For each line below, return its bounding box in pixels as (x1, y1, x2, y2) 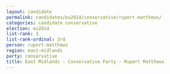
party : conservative (6, 53, 58, 59)
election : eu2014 (6, 25, 50, 32)
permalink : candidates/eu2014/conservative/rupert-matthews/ (6, 14, 162, 20)
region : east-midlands (6, 48, 63, 54)
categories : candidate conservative (6, 20, 98, 26)
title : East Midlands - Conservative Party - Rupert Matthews (6, 58, 165, 64)
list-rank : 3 (6, 31, 39, 37)
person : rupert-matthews (6, 42, 68, 48)
